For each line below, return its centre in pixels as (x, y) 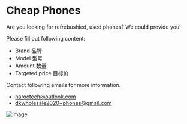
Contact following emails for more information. (64, 85)
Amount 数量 (31, 66)
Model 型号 (29, 58)
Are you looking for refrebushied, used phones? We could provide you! (93, 27)
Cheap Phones (43, 10)
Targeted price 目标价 (42, 73)
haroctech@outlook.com (45, 97)
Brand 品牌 (28, 51)
